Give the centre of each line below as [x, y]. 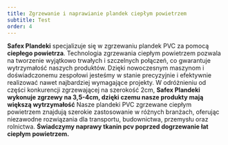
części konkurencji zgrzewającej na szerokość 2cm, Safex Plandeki [104, 90]
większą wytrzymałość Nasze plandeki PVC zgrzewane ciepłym [99, 105]
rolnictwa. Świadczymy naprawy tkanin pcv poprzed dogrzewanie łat [108, 127]
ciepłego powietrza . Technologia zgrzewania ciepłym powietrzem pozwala [114, 53]
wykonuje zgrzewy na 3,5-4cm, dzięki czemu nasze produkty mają [105, 97]
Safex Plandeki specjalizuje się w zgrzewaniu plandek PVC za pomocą [108, 46]
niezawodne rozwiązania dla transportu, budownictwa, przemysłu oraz [108, 119]
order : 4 [20, 26]
